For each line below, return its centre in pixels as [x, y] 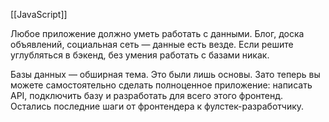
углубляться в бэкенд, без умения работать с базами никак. [140, 55]
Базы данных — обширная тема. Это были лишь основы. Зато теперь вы [165, 74]
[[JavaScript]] [39, 14]
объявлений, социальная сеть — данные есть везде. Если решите [152, 44]
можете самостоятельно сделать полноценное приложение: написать [161, 85]
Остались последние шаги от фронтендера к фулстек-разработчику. [157, 106]
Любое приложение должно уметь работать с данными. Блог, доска [157, 33]
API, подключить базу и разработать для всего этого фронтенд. [147, 95]
